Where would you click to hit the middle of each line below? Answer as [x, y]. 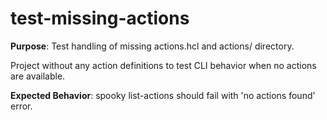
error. [21, 106]
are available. [38, 76]
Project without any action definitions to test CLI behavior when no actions [163, 65]
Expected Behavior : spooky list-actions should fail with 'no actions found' [163, 95]
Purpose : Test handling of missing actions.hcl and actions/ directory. [152, 46]
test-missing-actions [100, 18]
